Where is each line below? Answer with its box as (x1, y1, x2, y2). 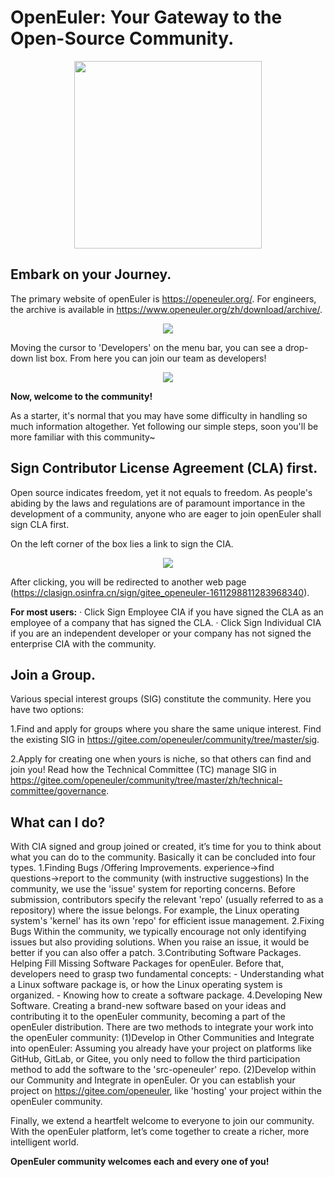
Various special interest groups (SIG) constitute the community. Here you (10, 693, 312, 705)
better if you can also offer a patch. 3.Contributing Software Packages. (10, 947, 302, 959)
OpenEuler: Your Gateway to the (10, 6, 283, 29)
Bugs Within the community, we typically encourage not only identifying (10, 926, 307, 938)
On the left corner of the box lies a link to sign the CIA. (10, 537, 234, 550)
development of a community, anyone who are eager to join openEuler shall (10, 507, 322, 520)
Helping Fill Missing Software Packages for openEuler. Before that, (10, 957, 285, 970)
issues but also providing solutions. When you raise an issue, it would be (10, 936, 310, 948)
